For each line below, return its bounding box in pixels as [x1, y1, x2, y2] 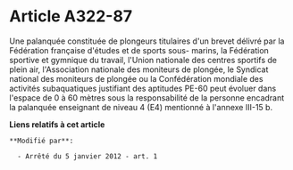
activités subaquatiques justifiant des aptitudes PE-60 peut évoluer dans [9, 83, 277, 93]
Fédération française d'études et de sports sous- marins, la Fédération [9, 45, 270, 55]
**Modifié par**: [9, 136, 74, 145]
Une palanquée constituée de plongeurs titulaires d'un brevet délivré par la [9, 36, 285, 46]
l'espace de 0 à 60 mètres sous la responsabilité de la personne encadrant [9, 92, 285, 103]
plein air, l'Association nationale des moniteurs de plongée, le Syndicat [9, 64, 269, 75]
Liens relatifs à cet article [9, 118, 105, 130]
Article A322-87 [9, 6, 132, 27]
